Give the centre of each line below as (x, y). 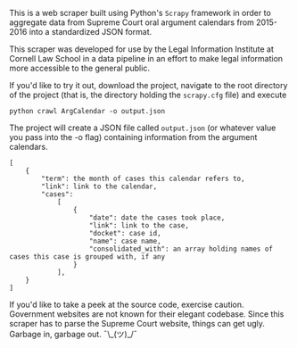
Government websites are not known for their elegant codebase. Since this (147, 314)
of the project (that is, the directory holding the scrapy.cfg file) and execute (148, 95)
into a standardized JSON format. (91, 32)
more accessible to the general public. (79, 68)
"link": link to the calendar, (99, 186)
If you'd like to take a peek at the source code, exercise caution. (127, 304)
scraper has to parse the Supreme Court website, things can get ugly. (137, 323)
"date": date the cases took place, (157, 218)
